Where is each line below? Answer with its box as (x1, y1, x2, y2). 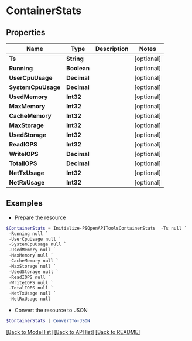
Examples (6, 198, 43, 209)
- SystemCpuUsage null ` (8, 241, 67, 247)
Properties (6, 28, 46, 37)
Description (95, 45, 129, 53)
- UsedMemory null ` (8, 247, 57, 253)
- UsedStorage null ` (8, 268, 59, 275)
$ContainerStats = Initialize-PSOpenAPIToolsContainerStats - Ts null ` (6, 225, 187, 231)
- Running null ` (8, 230, 49, 237)
